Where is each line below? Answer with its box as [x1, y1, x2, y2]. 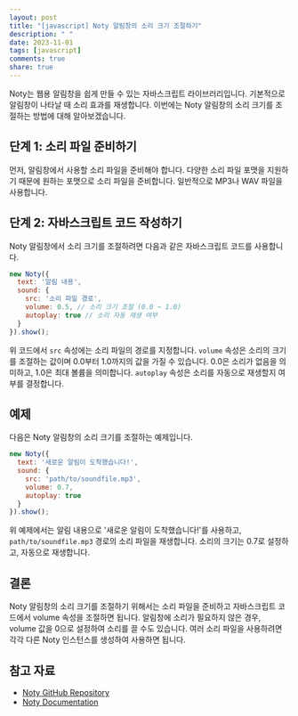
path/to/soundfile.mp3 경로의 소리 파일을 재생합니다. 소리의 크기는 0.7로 [9, 536, 265, 547]
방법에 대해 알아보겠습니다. [32, 110, 126, 121]
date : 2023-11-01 [9, 37, 74, 47]
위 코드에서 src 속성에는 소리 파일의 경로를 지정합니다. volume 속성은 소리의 [9, 345, 270, 355]
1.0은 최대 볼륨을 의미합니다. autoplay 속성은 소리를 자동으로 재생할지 [35, 367, 277, 378]
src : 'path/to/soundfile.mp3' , [25, 474, 141, 484]
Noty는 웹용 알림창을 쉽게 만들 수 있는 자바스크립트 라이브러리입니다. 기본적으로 [9, 88, 286, 99]
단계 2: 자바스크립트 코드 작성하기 [9, 216, 182, 231]
